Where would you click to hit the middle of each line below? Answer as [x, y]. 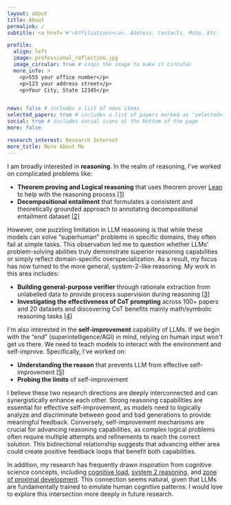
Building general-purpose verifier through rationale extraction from [114, 287]
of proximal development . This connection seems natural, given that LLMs [112, 479]
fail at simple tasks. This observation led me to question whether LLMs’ [108, 244]
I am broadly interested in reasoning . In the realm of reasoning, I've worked [114, 166]
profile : [20, 45]
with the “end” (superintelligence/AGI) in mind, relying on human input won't [115, 337]
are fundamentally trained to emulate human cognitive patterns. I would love [115, 486]
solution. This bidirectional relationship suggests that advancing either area [113, 444]
